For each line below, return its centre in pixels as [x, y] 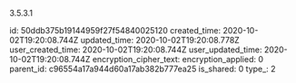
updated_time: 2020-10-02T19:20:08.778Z [160, 40]
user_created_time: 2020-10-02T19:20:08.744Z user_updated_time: [136, 50]
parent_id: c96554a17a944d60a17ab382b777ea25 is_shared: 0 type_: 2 [143, 69]
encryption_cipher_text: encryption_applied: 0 [178, 59]
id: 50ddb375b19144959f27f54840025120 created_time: [115, 30]
